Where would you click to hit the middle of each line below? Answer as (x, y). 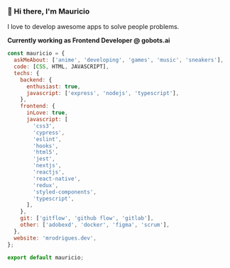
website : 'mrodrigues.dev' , (55, 238)
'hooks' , (46, 146)
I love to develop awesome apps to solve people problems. (93, 27)
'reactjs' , (49, 172)
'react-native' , (57, 179)
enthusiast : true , (53, 86)
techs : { (27, 73)
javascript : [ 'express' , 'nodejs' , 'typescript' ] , (103, 93)
